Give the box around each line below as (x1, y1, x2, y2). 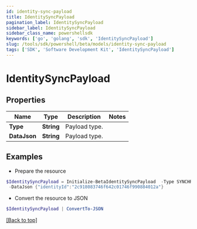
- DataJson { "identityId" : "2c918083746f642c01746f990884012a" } (8, 184, 164, 190)
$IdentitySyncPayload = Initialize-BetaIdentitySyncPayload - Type (6, 179, 175, 184)
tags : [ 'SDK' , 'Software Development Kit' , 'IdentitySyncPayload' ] (6, 47, 175, 53)
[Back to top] (6, 217, 38, 224)
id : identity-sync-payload (6, 8, 72, 15)
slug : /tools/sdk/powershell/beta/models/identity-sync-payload (6, 42, 167, 47)
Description (67, 112, 101, 121)
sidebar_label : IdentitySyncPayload (6, 25, 96, 31)
